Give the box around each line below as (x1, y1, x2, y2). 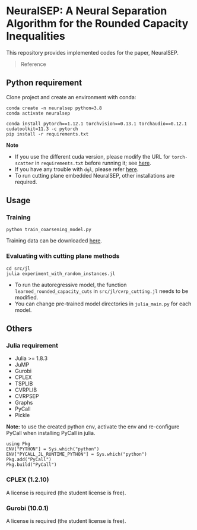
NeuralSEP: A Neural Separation (6, 4, 167, 18)
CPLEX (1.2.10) (6, 475, 49, 484)
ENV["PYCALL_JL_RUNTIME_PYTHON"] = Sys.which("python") (6, 452, 147, 458)
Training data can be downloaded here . (6, 237, 103, 244)
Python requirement (6, 78, 82, 88)
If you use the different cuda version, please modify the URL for (14, 153, 171, 160)
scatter (14, 160, 34, 166)
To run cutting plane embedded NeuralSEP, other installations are (14, 172, 175, 179)
